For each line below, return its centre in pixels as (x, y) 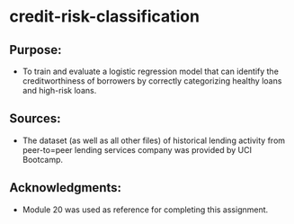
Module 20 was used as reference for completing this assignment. (145, 210)
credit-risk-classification (105, 17)
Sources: (35, 119)
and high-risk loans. (59, 90)
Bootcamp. (43, 159)
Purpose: (36, 50)
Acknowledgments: (66, 188)
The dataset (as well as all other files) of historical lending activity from (154, 140)
